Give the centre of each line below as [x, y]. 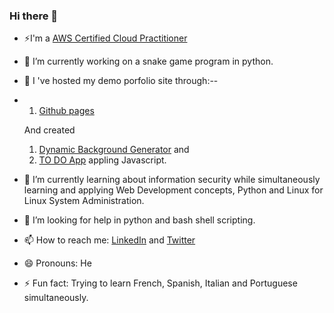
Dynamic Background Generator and [114, 150]
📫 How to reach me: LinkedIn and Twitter [109, 240]
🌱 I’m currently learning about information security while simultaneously [172, 180]
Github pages [66, 111]
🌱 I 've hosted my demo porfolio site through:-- [121, 81]
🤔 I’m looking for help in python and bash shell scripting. [139, 220]
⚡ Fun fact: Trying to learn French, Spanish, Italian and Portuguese [160, 283]
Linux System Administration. [84, 201]
